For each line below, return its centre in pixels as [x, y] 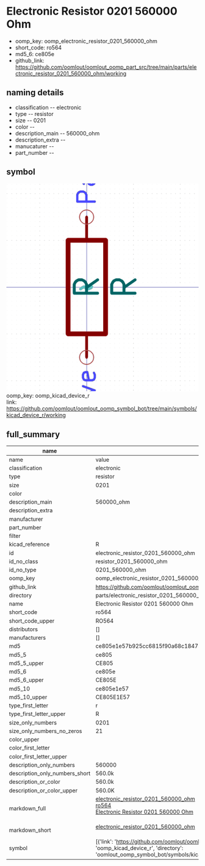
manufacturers [27, 638]
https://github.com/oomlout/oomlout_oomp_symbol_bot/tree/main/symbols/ [102, 409]
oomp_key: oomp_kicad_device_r [48, 396]
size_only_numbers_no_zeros [45, 731]
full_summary [33, 434]
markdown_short [30, 830]
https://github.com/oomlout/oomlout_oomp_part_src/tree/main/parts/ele [106, 67]
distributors [23, 629]
